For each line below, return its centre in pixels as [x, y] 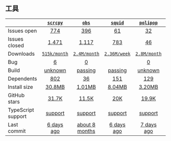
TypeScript [21, 110]
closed [16, 45]
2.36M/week [117, 54]
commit [17, 131]
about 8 [86, 125]
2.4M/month [86, 54]
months [86, 131]
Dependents [22, 79]
